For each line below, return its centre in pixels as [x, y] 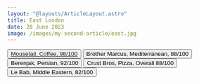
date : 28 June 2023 [36, 27]
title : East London [36, 20]
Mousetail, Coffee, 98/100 [44, 54]
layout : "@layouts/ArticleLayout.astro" [68, 14]
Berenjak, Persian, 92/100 [45, 63]
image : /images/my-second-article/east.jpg [72, 33]
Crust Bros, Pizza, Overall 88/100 [130, 63]
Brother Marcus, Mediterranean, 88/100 [137, 54]
